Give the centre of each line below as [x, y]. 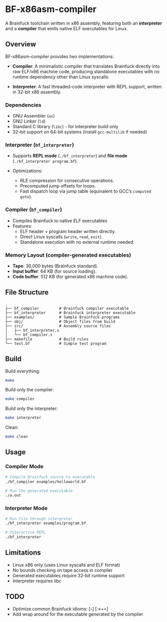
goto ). [26, 196]
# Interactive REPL [26, 533]
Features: [22, 226]
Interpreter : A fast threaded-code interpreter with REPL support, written [87, 86]
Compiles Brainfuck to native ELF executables [60, 221]
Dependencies [23, 105]
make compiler [20, 399]
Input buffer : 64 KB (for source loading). [54, 271]
